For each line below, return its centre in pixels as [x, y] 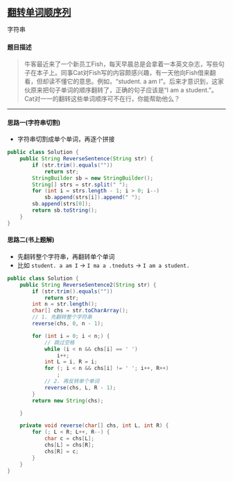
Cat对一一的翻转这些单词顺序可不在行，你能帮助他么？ [102, 99]
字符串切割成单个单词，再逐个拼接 [66, 139]
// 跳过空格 [59, 342]
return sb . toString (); [65, 210]
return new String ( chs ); [68, 400]
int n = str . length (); [65, 304]
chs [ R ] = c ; [61, 451]
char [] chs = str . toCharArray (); [80, 311]
